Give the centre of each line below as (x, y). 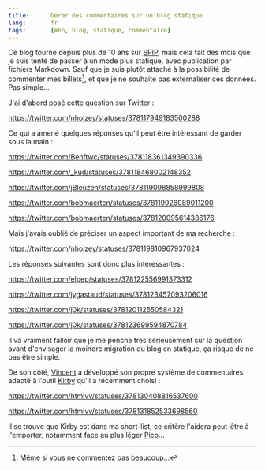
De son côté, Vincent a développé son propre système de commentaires (126, 372)
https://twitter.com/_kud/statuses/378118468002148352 (100, 172)
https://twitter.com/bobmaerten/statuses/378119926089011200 (111, 203)
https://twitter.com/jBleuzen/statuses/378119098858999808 (106, 188)
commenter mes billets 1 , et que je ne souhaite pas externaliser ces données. (132, 78)
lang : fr (33, 23)
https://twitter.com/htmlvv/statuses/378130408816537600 (103, 396)
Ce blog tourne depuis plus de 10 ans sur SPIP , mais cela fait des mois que (129, 53)
